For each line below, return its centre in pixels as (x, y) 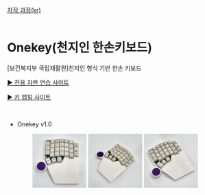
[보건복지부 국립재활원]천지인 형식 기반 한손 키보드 (74, 68)
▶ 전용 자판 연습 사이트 (38, 82)
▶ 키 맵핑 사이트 (29, 97)
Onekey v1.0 (35, 124)
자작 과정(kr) (24, 10)
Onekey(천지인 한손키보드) (80, 48)
